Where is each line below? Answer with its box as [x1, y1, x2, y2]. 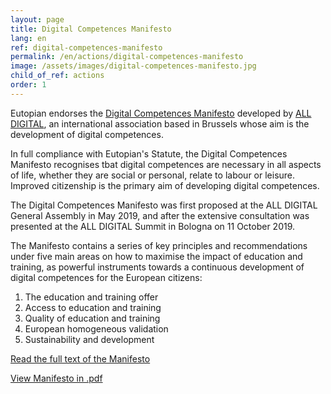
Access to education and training [24, 301, 162, 313]
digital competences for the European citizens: [10, 271, 203, 283]
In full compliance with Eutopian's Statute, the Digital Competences [10, 147, 288, 160]
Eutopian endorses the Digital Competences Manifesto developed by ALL [10, 107, 312, 119]
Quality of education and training [24, 312, 161, 324]
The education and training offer [24, 291, 159, 303]
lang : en [10, 33, 47, 43]
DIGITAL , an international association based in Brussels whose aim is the [10, 117, 310, 130]
